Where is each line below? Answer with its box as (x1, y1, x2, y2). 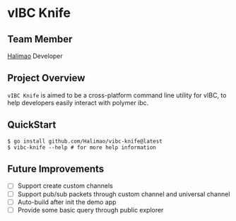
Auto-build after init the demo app (17, 198, 117, 206)
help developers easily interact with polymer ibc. (7, 98, 149, 107)
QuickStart (7, 119, 57, 131)
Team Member (7, 33, 73, 45)
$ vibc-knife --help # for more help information (7, 143, 157, 151)
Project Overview (7, 72, 85, 84)
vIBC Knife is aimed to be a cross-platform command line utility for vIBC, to (7, 90, 227, 100)
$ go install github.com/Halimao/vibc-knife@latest (7, 138, 163, 145)
